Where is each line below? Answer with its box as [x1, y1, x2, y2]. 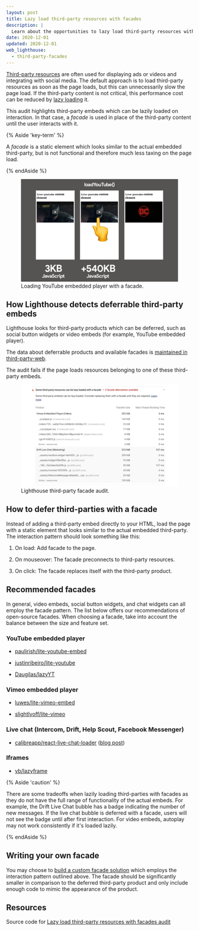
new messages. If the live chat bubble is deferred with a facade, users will [6, 809, 187, 816]
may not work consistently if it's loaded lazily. [6, 822, 117, 829]
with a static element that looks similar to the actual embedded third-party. [6, 526, 188, 533]
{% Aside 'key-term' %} [6, 131, 65, 139]
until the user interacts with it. [6, 119, 79, 127]
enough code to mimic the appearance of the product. [6, 885, 139, 892]
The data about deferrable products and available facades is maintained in [6, 348, 188, 356]
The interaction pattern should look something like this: [6, 533, 141, 540]
